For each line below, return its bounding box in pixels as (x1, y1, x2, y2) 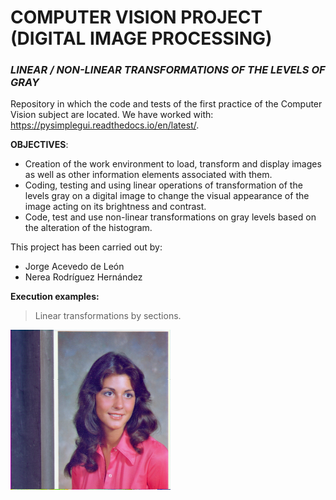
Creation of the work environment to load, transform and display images (24, 158, 322, 170)
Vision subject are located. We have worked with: (10, 109, 214, 121)
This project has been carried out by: (10, 241, 163, 253)
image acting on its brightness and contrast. (24, 201, 207, 213)
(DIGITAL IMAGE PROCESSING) (10, 27, 273, 50)
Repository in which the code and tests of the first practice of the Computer (10, 98, 323, 110)
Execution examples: (10, 291, 100, 303)
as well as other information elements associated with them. (24, 169, 273, 181)
